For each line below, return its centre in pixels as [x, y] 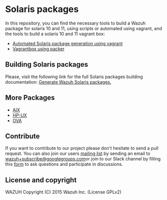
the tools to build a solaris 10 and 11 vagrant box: [55, 34]
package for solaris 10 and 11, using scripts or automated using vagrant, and [83, 28]
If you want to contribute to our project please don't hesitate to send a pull [82, 148]
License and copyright [41, 180]
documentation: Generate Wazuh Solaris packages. [58, 82]
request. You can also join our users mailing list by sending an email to [78, 153]
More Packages [30, 98]
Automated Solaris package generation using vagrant [67, 43]
